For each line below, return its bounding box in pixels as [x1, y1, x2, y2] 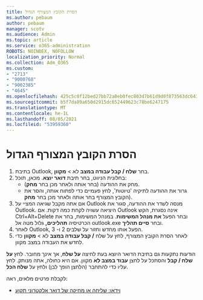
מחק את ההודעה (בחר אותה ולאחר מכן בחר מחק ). [24, 181, 140, 188]
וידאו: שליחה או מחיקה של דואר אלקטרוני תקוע [14, 287, 121, 294]
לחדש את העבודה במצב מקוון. [14, 239, 84, 246]
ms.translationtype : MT [6, 104, 66, 111]
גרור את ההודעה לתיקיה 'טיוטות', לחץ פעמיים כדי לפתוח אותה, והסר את [24, 187, 187, 195]
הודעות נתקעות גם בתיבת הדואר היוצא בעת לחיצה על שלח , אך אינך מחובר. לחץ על [6, 250, 196, 258]
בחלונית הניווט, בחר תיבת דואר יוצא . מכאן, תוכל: [14, 174, 127, 182]
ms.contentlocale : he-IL [6, 110, 69, 116]
